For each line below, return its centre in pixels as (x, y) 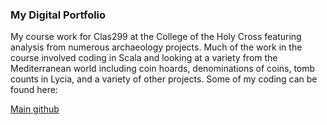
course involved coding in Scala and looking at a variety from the (144, 58)
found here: (34, 90)
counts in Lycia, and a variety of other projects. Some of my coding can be (164, 79)
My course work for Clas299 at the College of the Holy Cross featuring (156, 37)
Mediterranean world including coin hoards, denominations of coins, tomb (163, 69)
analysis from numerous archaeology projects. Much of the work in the (156, 47)
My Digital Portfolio (58, 15)
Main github (35, 109)
